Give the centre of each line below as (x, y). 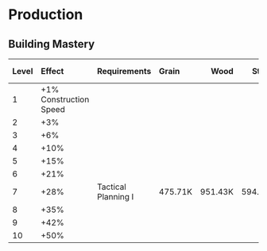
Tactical (112, 187)
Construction (65, 99)
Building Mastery (52, 44)
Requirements (124, 71)
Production (46, 15)
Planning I (115, 197)
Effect (52, 71)
